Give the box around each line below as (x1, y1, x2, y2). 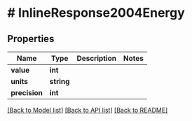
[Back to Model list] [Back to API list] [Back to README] (7, 106, 168, 114)
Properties (7, 33, 55, 45)
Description (76, 54, 117, 63)
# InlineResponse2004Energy (7, 5, 186, 21)
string (49, 77, 70, 86)
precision (11, 88, 43, 97)
